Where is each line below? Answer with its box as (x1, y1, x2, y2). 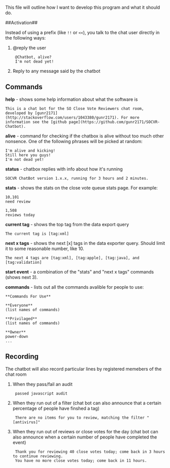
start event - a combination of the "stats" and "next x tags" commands (5, 268, 154, 274)
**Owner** (5, 329, 26, 335)
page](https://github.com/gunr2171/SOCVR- (69, 119, 160, 124)
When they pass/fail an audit (12, 381, 73, 387)
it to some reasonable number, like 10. (5, 245, 85, 252)
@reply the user (12, 45, 47, 50)
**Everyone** (5, 302, 33, 308)
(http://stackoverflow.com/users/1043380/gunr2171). (5, 115, 119, 120)
